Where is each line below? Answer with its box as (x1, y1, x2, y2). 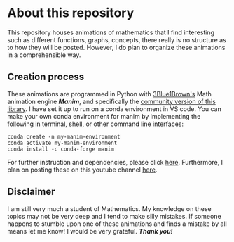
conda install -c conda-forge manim (7, 146, 114, 153)
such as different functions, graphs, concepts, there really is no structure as (7, 35, 226, 44)
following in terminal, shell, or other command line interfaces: (7, 120, 184, 128)
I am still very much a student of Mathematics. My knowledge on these (7, 204, 212, 212)
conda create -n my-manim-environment (7, 133, 121, 140)
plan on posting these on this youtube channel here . (7, 165, 158, 174)
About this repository (7, 5, 135, 21)
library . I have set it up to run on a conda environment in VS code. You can (7, 104, 222, 113)
